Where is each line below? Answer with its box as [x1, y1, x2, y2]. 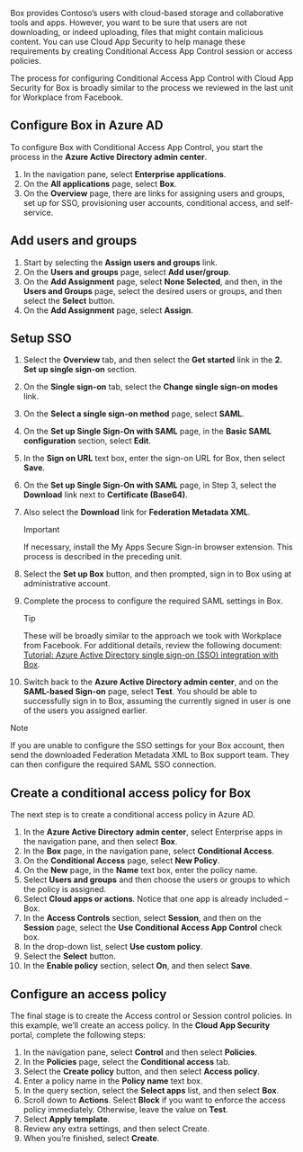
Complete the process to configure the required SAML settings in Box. [22, 595, 284, 606]
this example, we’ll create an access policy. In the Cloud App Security [10, 1020, 271, 1031]
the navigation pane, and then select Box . [22, 836, 178, 847]
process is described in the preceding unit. [22, 551, 183, 562]
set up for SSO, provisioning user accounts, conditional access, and [22, 197, 275, 208]
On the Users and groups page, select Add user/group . [22, 266, 232, 277]
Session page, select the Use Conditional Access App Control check [22, 922, 282, 933]
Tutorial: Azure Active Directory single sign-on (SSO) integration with [22, 649, 279, 660]
